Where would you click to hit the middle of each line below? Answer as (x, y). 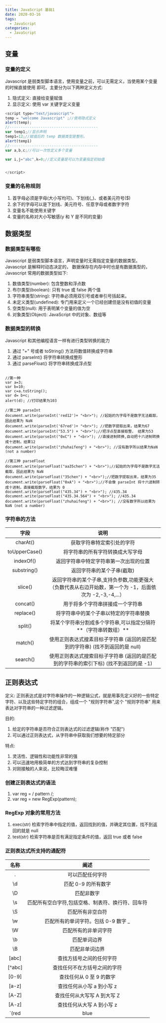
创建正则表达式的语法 (30, 783)
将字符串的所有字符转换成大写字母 (103, 552)
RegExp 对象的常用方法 (33, 812)
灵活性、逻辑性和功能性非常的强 (45, 756)
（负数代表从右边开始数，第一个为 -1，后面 (100, 587)
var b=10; (15, 387)
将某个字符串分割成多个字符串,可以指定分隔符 (103, 623)
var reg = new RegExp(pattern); (44, 799)
